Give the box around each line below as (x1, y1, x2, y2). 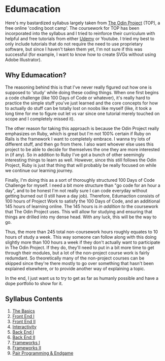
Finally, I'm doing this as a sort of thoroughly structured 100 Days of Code (5, 177, 155, 183)
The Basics (12, 308, 35, 314)
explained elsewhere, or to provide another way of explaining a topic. (5, 265, 145, 271)
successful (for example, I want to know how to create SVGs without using (5, 51, 156, 57)
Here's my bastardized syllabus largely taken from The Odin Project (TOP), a (5, 20, 161, 26)
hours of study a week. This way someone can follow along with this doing (5, 234, 157, 240)
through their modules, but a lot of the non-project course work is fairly (5, 250, 150, 256)
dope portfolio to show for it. (5, 280, 63, 286)
